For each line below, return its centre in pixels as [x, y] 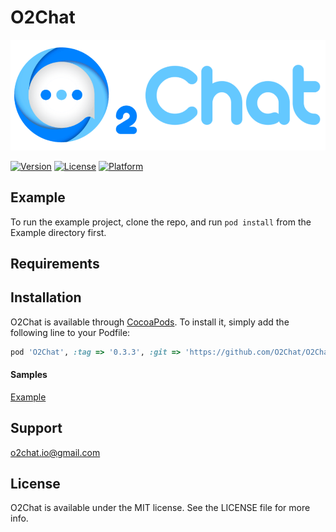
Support [36, 428]
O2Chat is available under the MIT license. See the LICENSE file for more [160, 508]
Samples [29, 375]
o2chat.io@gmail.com [55, 452]
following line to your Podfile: [70, 332]
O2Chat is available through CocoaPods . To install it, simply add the [150, 322]
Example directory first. [58, 232]
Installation [46, 297]
